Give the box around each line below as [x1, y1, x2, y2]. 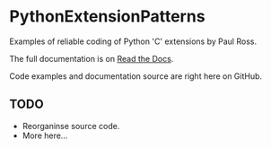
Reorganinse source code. [22, 120, 120, 131]
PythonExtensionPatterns [9, 6, 205, 27]
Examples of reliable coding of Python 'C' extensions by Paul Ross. [9, 36, 258, 47]
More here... [22, 130, 68, 141]
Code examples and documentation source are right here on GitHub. [9, 70, 263, 82]
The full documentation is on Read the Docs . [9, 53, 174, 64]
